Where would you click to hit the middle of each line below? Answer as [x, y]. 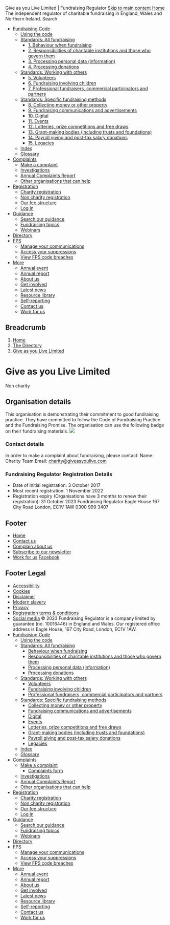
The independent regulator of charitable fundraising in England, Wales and [84, 13]
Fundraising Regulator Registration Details [59, 474]
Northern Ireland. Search [31, 19]
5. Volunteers [42, 78]
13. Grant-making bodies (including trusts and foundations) [90, 132]
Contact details [25, 444]
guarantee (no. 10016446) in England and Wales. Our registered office [86, 623]
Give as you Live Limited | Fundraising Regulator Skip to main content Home [85, 8]
